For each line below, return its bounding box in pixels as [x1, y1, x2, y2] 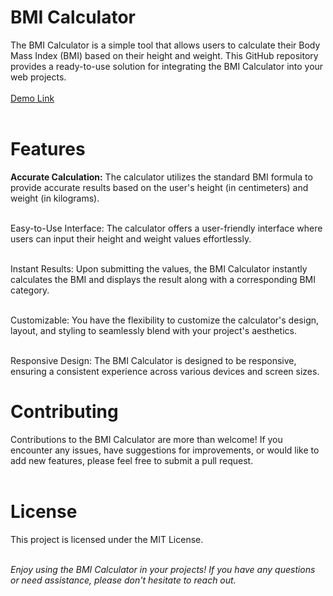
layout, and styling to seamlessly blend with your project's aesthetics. [10, 324, 297, 336]
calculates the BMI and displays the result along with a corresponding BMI [10, 273, 316, 285]
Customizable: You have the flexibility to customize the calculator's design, [10, 314, 320, 326]
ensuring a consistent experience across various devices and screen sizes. [10, 365, 320, 377]
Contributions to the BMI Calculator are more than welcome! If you [10, 433, 283, 445]
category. [10, 284, 50, 296]
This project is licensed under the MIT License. [10, 533, 204, 545]
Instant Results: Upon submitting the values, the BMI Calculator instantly [10, 262, 308, 275]
